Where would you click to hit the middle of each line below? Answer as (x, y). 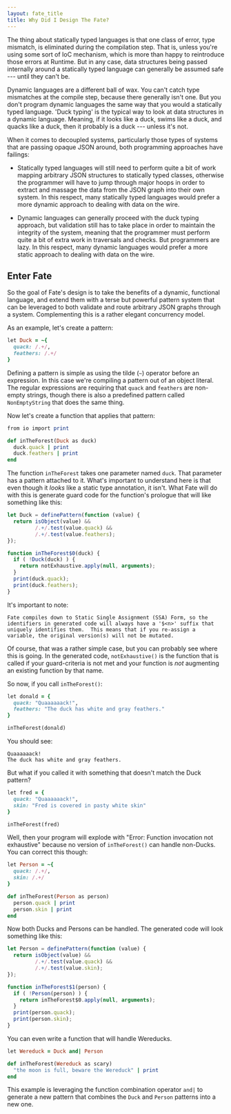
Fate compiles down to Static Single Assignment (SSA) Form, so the (108, 617)
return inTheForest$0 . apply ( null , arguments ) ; (88, 1000)
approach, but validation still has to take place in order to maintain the (116, 225)
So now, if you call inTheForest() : (55, 684)
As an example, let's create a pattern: (60, 328)
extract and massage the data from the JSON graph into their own (111, 190)
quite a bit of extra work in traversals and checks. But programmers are (118, 239)
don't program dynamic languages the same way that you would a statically (114, 104)
